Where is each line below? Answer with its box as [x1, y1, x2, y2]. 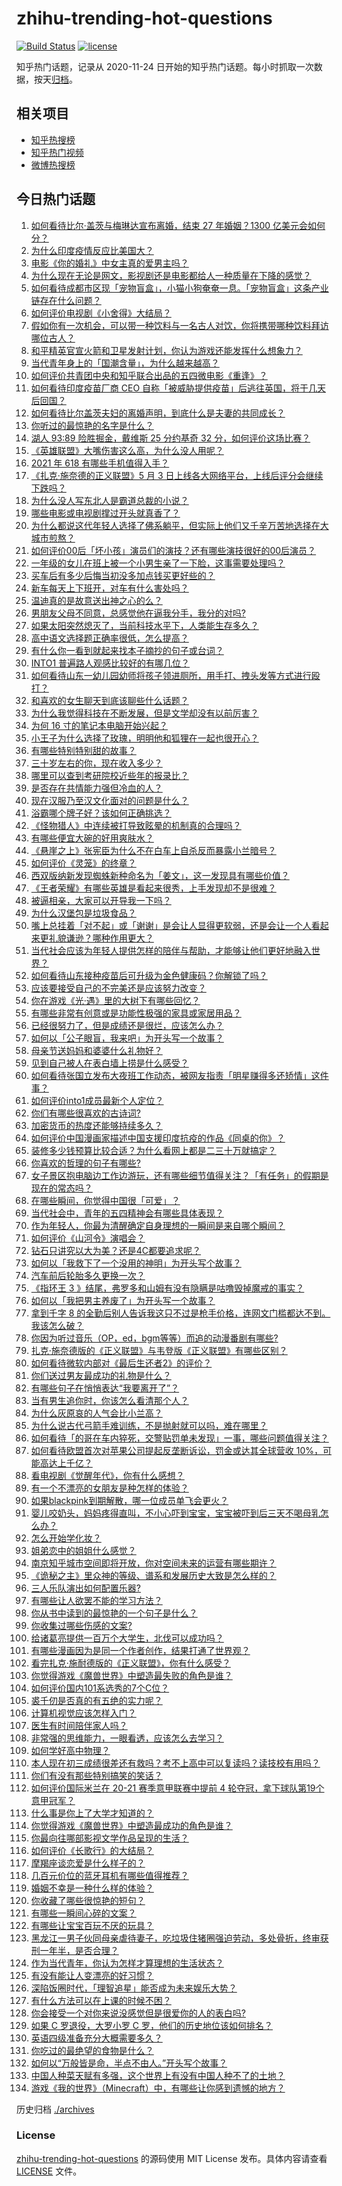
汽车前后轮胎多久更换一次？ [30, 1269, 146, 1281]
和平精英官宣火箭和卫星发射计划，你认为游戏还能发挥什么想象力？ [30, 344, 303, 356]
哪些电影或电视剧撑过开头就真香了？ [30, 507, 181, 519]
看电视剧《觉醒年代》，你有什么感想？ [30, 1469, 185, 1481]
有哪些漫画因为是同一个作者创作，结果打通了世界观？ [30, 1644, 251, 1656]
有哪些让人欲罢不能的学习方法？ [30, 1594, 163, 1606]
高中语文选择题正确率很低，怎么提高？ [30, 632, 189, 644]
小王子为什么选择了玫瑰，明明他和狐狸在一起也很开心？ [30, 732, 259, 744]
